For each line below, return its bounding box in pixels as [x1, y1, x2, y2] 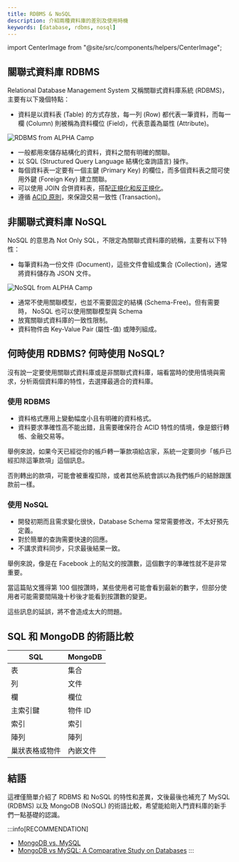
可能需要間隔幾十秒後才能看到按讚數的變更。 [19, 592, 151, 601]
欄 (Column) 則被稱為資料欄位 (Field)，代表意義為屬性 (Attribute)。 [17, 119, 213, 128]
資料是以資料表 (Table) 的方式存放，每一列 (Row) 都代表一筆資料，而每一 [17, 110, 231, 119]
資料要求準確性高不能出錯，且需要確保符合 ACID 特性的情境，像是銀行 [17, 423, 223, 432]
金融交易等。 [30, 432, 68, 441]
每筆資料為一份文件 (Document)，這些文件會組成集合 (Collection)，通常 [17, 260, 228, 269]
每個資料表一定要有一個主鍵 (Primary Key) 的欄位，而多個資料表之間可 [17, 166, 224, 175]
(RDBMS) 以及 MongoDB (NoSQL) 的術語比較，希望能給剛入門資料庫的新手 [7, 801, 227, 811]
